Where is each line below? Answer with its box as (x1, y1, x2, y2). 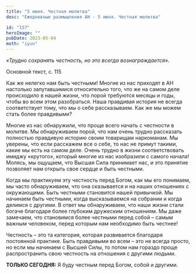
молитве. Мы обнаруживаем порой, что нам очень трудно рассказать (6, 128, 183, 135)
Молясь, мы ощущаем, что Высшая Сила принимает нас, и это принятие (6, 159, 188, 166)
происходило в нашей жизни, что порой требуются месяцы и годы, (6, 92, 176, 99)
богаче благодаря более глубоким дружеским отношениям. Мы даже (6, 208, 182, 214)
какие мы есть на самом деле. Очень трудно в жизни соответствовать (6, 147, 184, 154)
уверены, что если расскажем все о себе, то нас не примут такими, (6, 141, 177, 147)
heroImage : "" (6, 30, 41, 36)
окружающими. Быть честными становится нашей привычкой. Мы (6, 189, 173, 196)
